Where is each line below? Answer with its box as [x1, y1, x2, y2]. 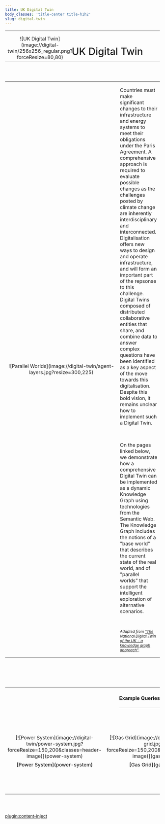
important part [120, 272, 153, 278]
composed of [120, 303, 151, 309]
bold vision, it [120, 395, 151, 402]
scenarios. [120, 608, 144, 615]
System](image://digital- [36, 734, 94, 741]
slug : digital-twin [5, 16, 45, 21]
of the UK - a [120, 638, 143, 644]
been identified [120, 358, 155, 365]
